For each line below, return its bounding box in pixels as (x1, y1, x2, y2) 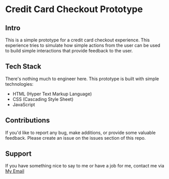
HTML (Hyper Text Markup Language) (12, 91, 92, 97)
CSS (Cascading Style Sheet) (12, 96, 74, 102)
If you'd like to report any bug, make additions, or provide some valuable (5, 130, 156, 136)
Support (5, 150, 32, 158)
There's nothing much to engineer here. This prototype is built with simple (5, 76, 159, 82)
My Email (5, 168, 24, 174)
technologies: (5, 81, 34, 87)
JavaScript (12, 101, 35, 107)
